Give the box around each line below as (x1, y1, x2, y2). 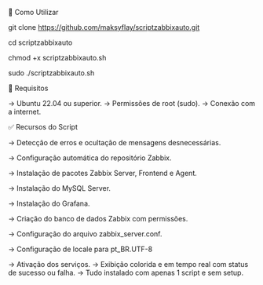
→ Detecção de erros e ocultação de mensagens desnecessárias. (8, 138, 221, 147)
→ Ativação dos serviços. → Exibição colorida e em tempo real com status (8, 260, 249, 269)
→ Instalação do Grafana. (8, 199, 90, 208)
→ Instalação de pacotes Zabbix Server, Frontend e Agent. (8, 169, 198, 177)
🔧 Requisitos (8, 83, 49, 93)
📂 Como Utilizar (8, 8, 59, 16)
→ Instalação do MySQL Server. (8, 184, 111, 192)
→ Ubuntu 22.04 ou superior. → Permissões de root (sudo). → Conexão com (8, 99, 256, 108)
